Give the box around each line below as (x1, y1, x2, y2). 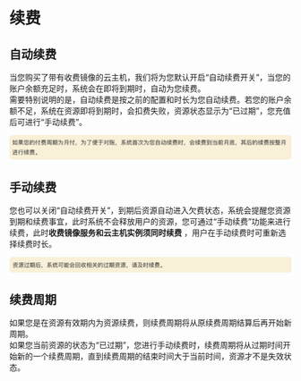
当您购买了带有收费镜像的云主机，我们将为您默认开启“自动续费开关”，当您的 (9, 72, 291, 82)
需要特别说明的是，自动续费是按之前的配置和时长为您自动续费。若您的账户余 (9, 95, 292, 105)
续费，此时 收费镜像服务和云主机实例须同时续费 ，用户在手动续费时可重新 (9, 227, 279, 238)
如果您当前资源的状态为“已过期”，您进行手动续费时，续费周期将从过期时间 (9, 340, 284, 351)
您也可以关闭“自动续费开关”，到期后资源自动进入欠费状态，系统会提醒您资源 (9, 205, 291, 216)
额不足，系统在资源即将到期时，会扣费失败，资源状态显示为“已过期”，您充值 (9, 106, 291, 116)
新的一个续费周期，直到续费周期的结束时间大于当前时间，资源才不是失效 (16, 351, 284, 362)
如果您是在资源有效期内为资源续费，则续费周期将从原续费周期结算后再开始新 (9, 317, 292, 328)
